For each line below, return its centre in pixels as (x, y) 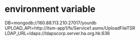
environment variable (50, 9)
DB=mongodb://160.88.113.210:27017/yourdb (51, 23)
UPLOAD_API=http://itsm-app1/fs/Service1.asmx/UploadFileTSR (70, 28)
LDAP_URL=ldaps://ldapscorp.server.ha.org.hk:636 (57, 33)
